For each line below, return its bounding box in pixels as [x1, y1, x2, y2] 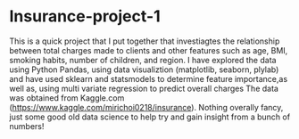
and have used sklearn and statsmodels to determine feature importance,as [9, 73, 288, 84]
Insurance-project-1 [9, 6, 161, 27]
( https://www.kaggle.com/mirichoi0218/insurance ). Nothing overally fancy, [9, 102, 284, 112]
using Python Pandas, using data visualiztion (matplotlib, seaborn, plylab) [9, 64, 279, 75]
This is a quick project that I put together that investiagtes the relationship [9, 36, 280, 46]
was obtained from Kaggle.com [9, 92, 125, 103]
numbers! [9, 120, 45, 131]
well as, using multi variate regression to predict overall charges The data [9, 83, 279, 94]
